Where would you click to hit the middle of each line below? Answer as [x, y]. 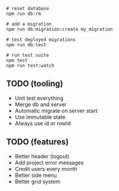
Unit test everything [39, 98]
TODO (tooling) [35, 84]
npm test [17, 61]
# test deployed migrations [41, 40]
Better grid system [37, 182]
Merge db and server [41, 104]
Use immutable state [40, 117]
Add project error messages [49, 163]
